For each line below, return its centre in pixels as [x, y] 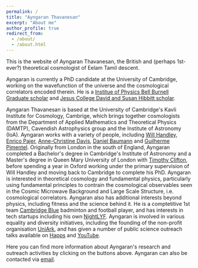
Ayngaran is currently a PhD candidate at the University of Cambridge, [92, 79]
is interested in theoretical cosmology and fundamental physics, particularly [98, 179]
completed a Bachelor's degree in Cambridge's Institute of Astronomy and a [99, 153]
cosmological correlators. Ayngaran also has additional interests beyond [94, 197]
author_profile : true [33, 28]
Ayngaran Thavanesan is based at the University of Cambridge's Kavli [91, 109]
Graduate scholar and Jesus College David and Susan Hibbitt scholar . [91, 98]
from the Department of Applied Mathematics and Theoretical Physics [91, 122]
